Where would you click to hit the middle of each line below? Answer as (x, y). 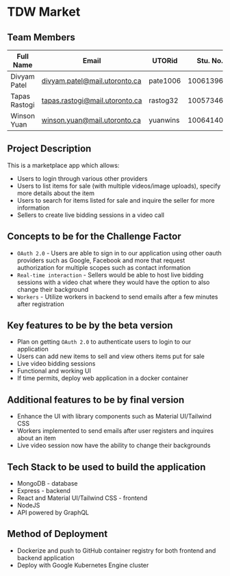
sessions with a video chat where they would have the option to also (113, 282)
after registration (41, 304)
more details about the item (55, 193)
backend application (46, 558)
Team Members (41, 37)
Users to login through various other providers (82, 178)
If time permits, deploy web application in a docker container (102, 378)
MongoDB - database (47, 484)
